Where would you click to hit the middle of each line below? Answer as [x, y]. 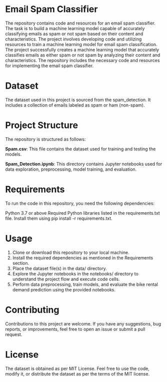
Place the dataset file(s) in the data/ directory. [59, 268]
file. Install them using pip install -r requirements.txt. [59, 218]
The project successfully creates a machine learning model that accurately [82, 50]
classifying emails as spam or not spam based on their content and [74, 34]
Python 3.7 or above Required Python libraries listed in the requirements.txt [82, 213]
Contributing [32, 310]
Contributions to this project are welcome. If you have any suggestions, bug [83, 323]
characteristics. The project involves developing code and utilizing [73, 39]
